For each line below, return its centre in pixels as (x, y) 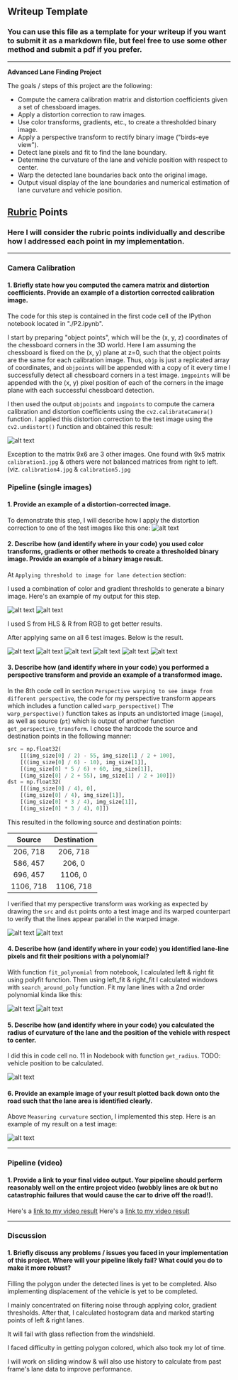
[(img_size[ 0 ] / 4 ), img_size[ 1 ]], (73, 795)
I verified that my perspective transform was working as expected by (108, 903)
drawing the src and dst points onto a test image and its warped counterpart (119, 911)
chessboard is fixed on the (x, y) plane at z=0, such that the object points (114, 352)
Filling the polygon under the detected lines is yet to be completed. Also (112, 1283)
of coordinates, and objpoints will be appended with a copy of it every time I (119, 367)
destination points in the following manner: (69, 736)
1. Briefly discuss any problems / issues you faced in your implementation (118, 1253)
